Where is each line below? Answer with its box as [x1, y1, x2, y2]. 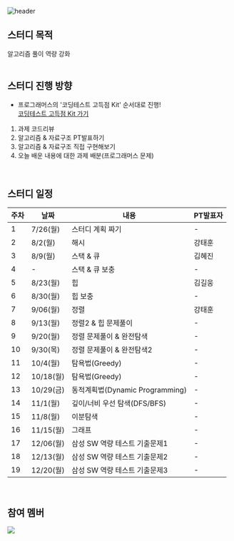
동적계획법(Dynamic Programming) [71, 385, 187, 395]
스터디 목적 [7, 29, 54, 41]
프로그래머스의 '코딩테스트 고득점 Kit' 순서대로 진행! [17, 100, 161, 108]
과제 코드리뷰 [17, 124, 55, 133]
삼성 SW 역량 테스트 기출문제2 [71, 452, 168, 462]
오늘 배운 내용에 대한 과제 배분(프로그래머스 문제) [17, 151, 155, 160]
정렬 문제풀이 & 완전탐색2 [71, 345, 153, 355]
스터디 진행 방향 [7, 80, 73, 92]
